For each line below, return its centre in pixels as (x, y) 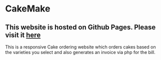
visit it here (23, 35)
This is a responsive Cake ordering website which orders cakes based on (80, 47)
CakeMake (28, 9)
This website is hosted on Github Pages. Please (80, 27)
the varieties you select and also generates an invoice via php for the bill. (80, 52)
